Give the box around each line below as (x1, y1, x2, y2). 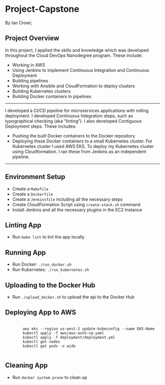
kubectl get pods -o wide (23, 344, 76, 349)
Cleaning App (5, 361, 48, 370)
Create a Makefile (12, 186, 49, 192)
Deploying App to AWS (5, 308, 76, 316)
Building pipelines (12, 77, 49, 83)
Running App (5, 248, 46, 257)
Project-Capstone (5, 3, 80, 15)
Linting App (5, 221, 42, 229)
